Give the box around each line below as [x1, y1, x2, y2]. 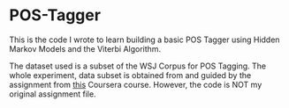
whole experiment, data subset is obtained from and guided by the [9, 69, 252, 80]
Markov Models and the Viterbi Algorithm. [9, 43, 162, 54]
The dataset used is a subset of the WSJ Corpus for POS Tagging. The [9, 61, 267, 71]
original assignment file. [9, 89, 96, 99]
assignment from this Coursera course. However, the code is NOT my [9, 79, 262, 90]
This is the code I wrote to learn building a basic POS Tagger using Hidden [9, 34, 280, 45]
